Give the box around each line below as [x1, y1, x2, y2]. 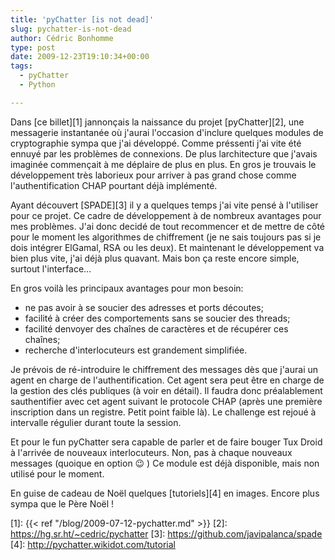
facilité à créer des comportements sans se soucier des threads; [24, 312, 291, 324]
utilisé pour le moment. [10, 467, 105, 480]
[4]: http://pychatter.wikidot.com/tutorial [10, 538, 176, 550]
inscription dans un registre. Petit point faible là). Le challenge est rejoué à [10, 406, 317, 418]
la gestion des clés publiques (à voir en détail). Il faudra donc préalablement [10, 384, 323, 396]
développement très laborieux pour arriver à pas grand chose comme [10, 169, 297, 181]
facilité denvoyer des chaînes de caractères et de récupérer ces [24, 322, 289, 335]
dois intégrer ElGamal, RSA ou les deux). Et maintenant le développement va [10, 241, 325, 253]
